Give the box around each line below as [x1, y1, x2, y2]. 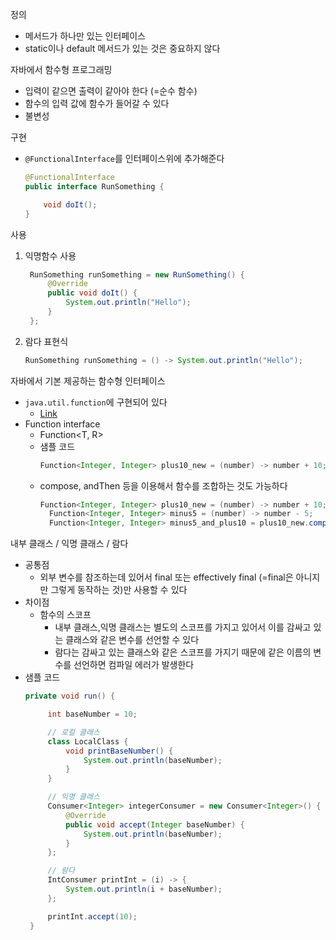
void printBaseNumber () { [65, 746, 174, 756]
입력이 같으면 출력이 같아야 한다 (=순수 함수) [24, 85, 198, 97]
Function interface [24, 418, 101, 430]
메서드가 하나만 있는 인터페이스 [24, 30, 146, 42]
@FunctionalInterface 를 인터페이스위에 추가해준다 [24, 153, 225, 164]
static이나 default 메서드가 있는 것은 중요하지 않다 [24, 43, 221, 54]
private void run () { [24, 691, 116, 702]
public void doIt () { [47, 288, 138, 298]
